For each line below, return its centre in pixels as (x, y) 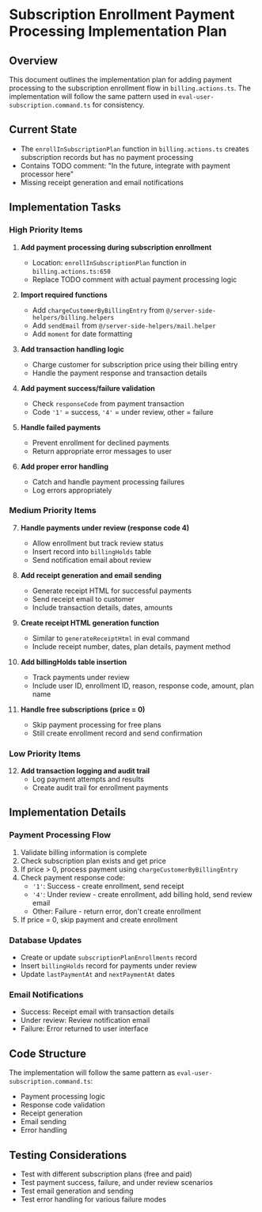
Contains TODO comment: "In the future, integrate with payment (125, 165)
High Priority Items (46, 230)
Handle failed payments (61, 427)
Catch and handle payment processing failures (108, 481)
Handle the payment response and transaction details (120, 373)
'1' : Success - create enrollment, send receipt (108, 886)
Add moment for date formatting (82, 333)
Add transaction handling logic (72, 349)
